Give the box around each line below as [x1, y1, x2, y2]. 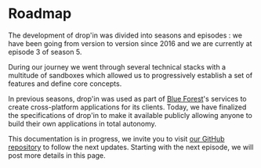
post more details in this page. [8, 150, 106, 160]
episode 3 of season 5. [8, 47, 82, 56]
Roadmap [8, 5, 72, 23]
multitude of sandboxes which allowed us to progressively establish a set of [8, 70, 253, 80]
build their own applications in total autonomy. [8, 119, 157, 128]
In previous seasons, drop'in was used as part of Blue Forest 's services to [8, 94, 247, 103]
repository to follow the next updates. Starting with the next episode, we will [8, 142, 254, 152]
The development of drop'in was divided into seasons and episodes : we [8, 30, 243, 40]
